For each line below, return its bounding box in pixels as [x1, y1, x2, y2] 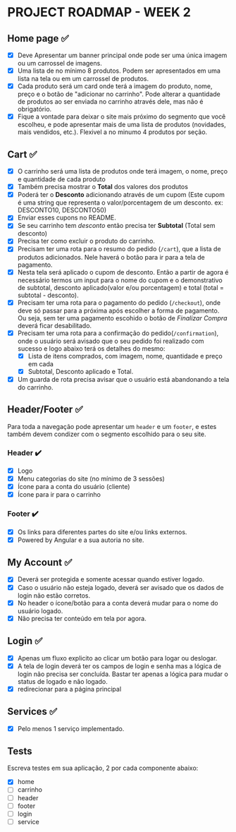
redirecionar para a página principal [17, 685, 122, 693]
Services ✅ [7, 706, 58, 718]
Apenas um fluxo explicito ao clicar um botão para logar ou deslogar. [17, 653, 218, 662]
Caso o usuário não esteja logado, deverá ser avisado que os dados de [17, 583, 224, 591]
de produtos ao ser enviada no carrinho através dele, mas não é [17, 97, 204, 106]
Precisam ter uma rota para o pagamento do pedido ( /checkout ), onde [17, 298, 221, 307]
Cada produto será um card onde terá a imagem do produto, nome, [17, 82, 213, 90]
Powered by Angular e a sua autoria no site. [17, 536, 144, 544]
